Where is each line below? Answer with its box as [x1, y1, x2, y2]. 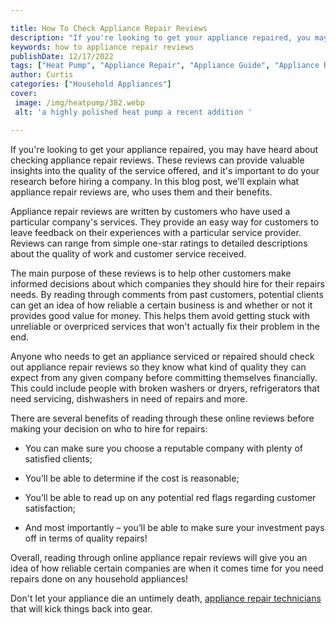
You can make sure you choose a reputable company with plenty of [24, 442, 303, 454]
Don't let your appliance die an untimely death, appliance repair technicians [10, 592, 322, 604]
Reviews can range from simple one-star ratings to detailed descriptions [10, 237, 308, 249]
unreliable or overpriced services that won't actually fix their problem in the [10, 320, 321, 332]
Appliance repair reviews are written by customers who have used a [10, 205, 291, 217]
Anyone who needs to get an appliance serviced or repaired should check [10, 350, 315, 362]
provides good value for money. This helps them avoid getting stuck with [10, 309, 310, 321]
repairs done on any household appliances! [10, 572, 189, 585]
